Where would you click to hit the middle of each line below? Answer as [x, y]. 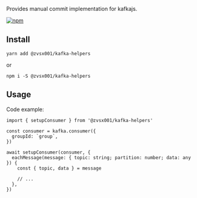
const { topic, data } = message [59, 168]
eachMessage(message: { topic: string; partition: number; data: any [101, 157]
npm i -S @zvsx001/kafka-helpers [48, 76]
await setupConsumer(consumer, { [48, 152]
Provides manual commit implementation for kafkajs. [72, 9]
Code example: [25, 109]
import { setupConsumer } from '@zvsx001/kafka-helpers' [80, 120]
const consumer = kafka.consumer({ [51, 131]
